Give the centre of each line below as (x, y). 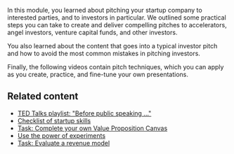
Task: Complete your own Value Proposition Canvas (92, 128)
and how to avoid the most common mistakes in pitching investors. (104, 53)
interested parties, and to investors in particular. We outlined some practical (117, 17)
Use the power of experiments (61, 135)
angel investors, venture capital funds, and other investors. (92, 32)
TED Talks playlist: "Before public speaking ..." (84, 113)
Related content (43, 96)
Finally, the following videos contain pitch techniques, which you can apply (116, 67)
